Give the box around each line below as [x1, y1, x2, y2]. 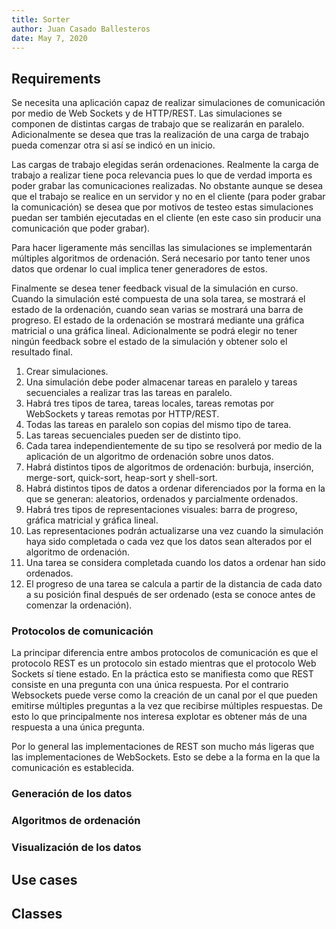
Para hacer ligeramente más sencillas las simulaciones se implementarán [11, 242, 313, 254]
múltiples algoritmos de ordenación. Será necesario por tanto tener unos [11, 252, 311, 265]
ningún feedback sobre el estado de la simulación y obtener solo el [11, 336, 288, 348]
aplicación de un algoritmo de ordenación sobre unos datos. [25, 451, 274, 463]
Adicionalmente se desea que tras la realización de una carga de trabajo [11, 129, 309, 141]
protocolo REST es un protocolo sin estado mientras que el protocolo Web [11, 657, 317, 670]
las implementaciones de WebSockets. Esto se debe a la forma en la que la [11, 751, 321, 763]
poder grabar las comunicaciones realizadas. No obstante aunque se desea [11, 180, 324, 192]
